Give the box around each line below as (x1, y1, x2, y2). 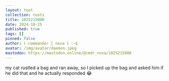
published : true (5, 27, 40, 32)
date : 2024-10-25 (5, 22, 43, 27)
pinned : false (5, 36, 36, 42)
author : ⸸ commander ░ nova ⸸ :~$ (5, 41, 78, 46)
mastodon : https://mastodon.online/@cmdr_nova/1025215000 (5, 50, 132, 55)
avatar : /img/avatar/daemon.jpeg (5, 46, 77, 51)
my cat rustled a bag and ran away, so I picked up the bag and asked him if (5, 65, 164, 71)
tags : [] (5, 31, 24, 36)
